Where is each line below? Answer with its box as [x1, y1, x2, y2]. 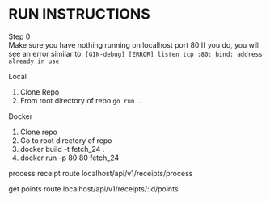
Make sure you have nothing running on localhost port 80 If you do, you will [8, 40, 260, 49]
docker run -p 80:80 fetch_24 [19, 153, 120, 162]
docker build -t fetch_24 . [19, 144, 105, 154]
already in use [8, 57, 60, 65]
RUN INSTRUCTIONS [8, 5, 151, 23]
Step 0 [8, 32, 31, 41]
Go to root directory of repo [19, 135, 112, 145]
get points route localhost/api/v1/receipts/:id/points [8, 183, 179, 194]
